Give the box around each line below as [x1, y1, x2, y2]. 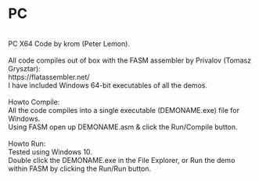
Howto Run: [8, 139, 46, 148]
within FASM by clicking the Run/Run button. [8, 164, 151, 173]
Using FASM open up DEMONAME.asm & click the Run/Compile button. [8, 122, 238, 132]
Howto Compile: [8, 97, 60, 107]
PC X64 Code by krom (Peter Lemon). [8, 38, 131, 48]
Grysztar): [8, 63, 41, 73]
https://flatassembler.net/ [8, 72, 90, 81]
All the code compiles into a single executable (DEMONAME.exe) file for [8, 105, 240, 114]
